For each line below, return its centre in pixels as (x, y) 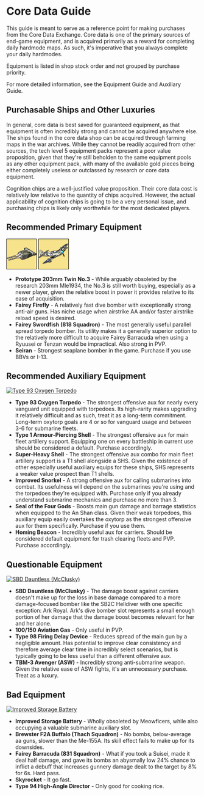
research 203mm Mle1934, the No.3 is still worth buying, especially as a (105, 285)
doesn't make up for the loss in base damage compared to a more (98, 597)
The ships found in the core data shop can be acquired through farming (96, 137)
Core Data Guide (49, 11)
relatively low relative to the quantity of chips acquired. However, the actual (101, 195)
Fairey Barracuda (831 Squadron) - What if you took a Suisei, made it (102, 754)
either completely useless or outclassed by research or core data (88, 170)
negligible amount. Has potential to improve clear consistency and (98, 643)
